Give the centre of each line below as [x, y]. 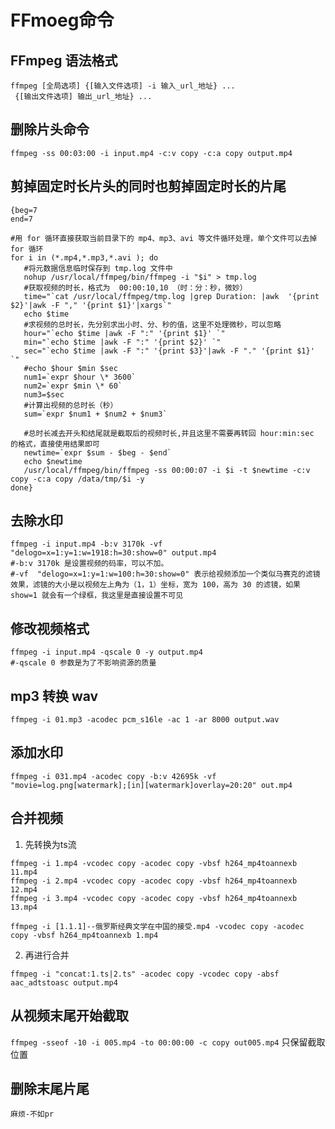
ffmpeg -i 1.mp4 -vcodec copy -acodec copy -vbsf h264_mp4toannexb [154, 863]
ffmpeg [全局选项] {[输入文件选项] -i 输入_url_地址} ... [123, 86]
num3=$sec [44, 394]
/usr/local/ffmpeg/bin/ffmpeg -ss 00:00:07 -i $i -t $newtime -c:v [167, 470]
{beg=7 [24, 210]
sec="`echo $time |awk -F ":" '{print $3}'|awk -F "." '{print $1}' [169, 351]
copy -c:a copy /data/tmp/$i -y [77, 479]
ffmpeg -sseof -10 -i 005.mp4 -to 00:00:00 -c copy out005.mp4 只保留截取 [168, 1042]
